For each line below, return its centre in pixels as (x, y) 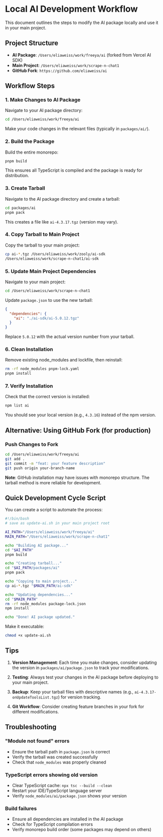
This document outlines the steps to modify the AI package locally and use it (82, 23)
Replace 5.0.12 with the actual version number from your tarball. (70, 337)
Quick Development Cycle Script (55, 498)
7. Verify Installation (29, 386)
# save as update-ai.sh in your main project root (57, 523)
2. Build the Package (30, 141)
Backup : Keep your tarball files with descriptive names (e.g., (73, 692)
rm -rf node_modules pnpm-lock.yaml (42, 369)
